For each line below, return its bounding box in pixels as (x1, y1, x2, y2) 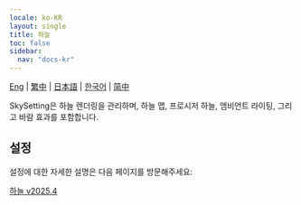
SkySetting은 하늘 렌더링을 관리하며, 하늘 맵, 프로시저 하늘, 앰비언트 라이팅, (9, 100, 276, 111)
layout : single (9, 22, 67, 31)
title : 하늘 (9, 30, 52, 39)
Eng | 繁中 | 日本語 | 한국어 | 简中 (9, 81, 130, 91)
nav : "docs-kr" (17, 55, 75, 64)
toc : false (9, 38, 51, 48)
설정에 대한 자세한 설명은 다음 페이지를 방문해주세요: (9, 166, 193, 177)
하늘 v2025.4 (9, 185, 58, 196)
